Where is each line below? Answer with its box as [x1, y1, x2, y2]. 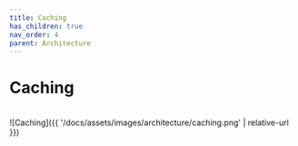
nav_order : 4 [9, 30, 59, 39]
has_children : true [9, 22, 84, 31]
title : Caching [9, 13, 67, 23]
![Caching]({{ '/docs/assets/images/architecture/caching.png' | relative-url [9, 117, 289, 128]
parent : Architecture [9, 38, 92, 48]
